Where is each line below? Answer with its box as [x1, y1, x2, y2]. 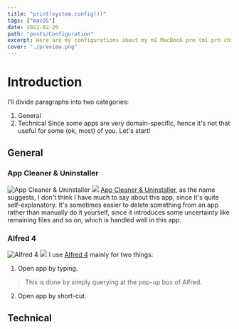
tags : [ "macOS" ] [7, 17, 55, 24]
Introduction [7, 74, 83, 90]
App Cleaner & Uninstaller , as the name [100, 185, 216, 194]
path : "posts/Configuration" [7, 30, 94, 38]
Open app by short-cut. [17, 291, 87, 300]
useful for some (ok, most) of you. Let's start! [17, 126, 151, 135]
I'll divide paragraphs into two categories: [7, 97, 129, 106]
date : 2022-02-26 [7, 23, 59, 31]
